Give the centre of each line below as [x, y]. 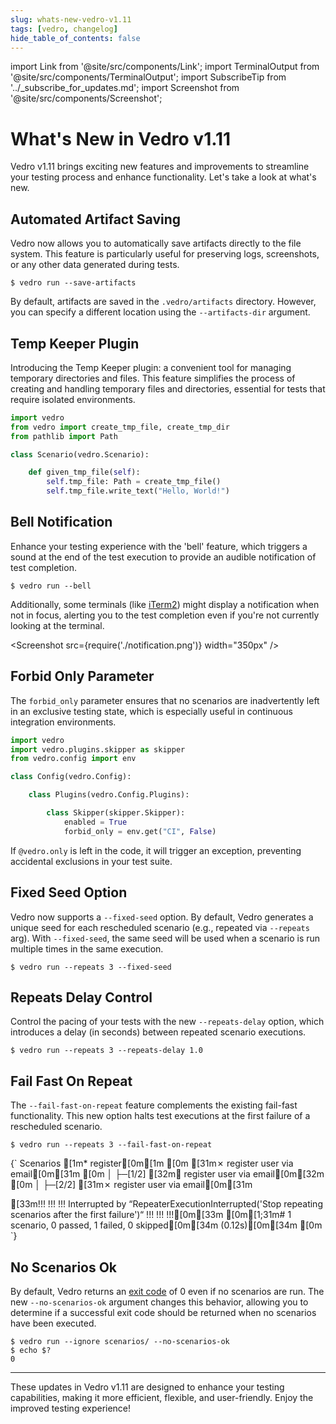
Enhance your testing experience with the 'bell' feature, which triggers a [159, 546]
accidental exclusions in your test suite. [91, 861]
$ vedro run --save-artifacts [73, 283]
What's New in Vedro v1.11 [121, 138]
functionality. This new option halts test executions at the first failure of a [160, 1116]
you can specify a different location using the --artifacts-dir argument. [160, 312]
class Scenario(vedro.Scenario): [80, 454]
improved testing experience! [71, 1408]
